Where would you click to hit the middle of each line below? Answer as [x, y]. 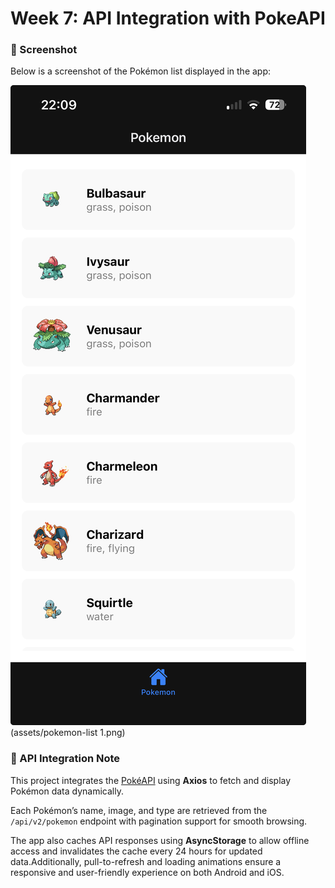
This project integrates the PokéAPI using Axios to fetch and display [151, 780]
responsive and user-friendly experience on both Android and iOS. [147, 872]
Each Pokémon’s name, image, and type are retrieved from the [139, 810]
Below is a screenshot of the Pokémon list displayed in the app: [141, 71]
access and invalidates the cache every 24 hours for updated [136, 851]
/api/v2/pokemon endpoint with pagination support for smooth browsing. [159, 821]
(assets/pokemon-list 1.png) [68, 733]
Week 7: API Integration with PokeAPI [168, 18]
